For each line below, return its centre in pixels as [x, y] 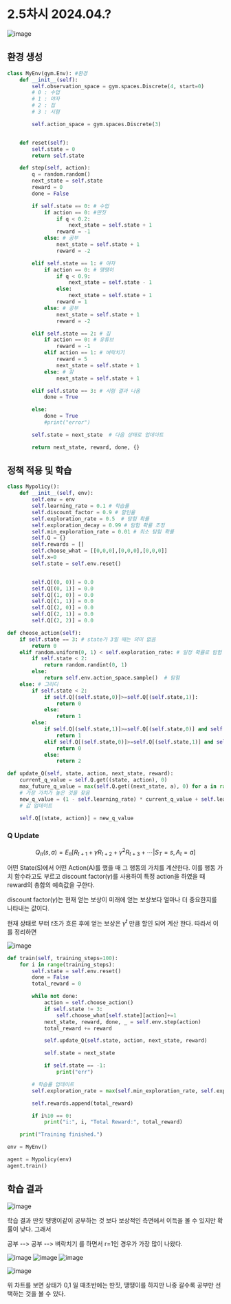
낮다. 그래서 [35, 1229]
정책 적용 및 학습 [40, 470]
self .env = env [54, 500]
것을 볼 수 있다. [45, 1294]
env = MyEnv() [27, 1147]
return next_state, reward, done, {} [86, 447]
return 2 [68, 761]
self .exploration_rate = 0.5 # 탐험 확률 [91, 519]
